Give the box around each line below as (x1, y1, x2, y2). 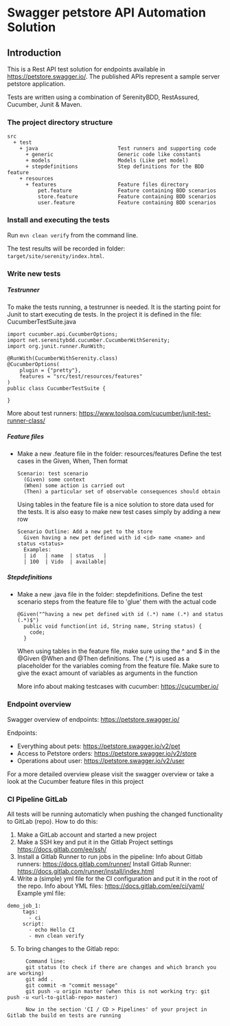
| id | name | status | (23, 553, 107, 559)
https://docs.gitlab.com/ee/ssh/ (16, 845, 107, 854)
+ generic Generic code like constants (25, 151, 201, 158)
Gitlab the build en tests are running (7, 1012, 122, 1019)
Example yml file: (16, 889, 66, 897)
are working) (7, 970, 45, 977)
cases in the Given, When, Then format (16, 457, 128, 465)
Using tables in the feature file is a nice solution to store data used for (16, 500, 214, 509)
